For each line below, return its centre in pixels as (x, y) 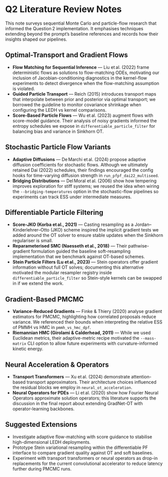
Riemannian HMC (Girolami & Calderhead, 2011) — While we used (81, 333)
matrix (19, 344)
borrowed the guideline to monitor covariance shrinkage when (77, 105)
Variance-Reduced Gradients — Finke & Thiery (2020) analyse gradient (87, 311)
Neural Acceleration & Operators (57, 365)
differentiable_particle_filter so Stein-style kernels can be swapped (87, 278)
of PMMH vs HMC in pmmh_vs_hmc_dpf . (52, 328)
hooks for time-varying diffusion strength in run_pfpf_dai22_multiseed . (86, 175)
